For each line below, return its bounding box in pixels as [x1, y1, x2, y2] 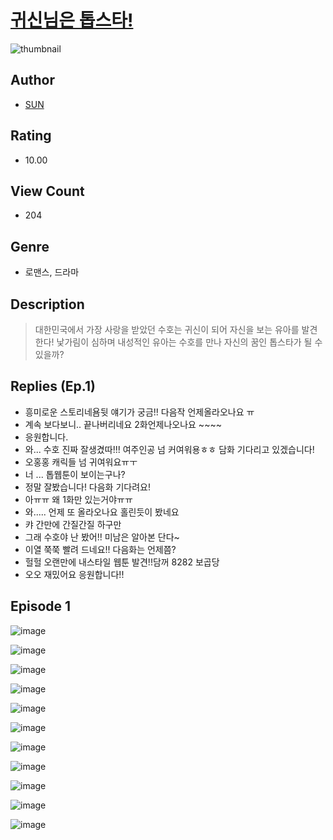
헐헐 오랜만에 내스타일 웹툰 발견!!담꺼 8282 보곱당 [24, 556, 220, 568]
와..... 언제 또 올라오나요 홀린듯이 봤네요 [24, 506, 180, 518]
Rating [10, 127, 52, 145]
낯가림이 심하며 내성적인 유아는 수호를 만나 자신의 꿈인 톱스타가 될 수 [56, 336, 323, 348]
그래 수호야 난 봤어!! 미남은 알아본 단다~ [24, 531, 180, 543]
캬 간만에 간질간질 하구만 [24, 518, 122, 530]
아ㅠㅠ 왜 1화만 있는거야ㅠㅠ [24, 493, 133, 505]
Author [10, 72, 55, 89]
